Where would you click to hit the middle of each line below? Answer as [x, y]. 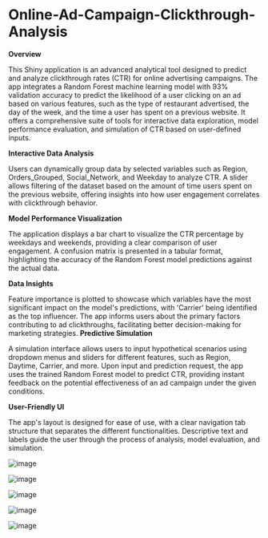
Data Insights [31, 283]
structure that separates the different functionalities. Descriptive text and [128, 431]
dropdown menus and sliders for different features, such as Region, [120, 357]
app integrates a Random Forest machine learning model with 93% [118, 87]
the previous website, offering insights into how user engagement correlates [134, 194]
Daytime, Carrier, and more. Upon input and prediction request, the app [126, 366]
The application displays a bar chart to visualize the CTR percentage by [126, 233]
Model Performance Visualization [65, 218]
